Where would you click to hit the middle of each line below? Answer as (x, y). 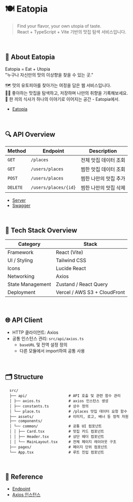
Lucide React (71, 268)
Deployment (22, 293)
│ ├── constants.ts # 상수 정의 (49, 406)
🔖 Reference (24, 477)
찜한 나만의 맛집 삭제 (103, 188)
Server (19, 200)
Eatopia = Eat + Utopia (28, 69)
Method (17, 151)
